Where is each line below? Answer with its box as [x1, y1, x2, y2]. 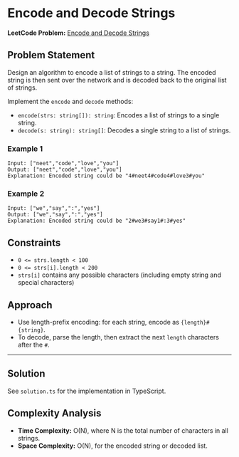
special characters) [17, 278, 75, 287]
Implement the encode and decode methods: [7, 97, 134, 105]
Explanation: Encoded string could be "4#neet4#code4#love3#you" [7, 172, 205, 179]
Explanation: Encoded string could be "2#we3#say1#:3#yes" [7, 217, 186, 225]
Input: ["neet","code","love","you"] [7, 160, 119, 167]
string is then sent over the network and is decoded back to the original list [7, 75, 227, 84]
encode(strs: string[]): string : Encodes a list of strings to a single [17, 110, 220, 119]
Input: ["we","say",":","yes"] [7, 205, 100, 212]
